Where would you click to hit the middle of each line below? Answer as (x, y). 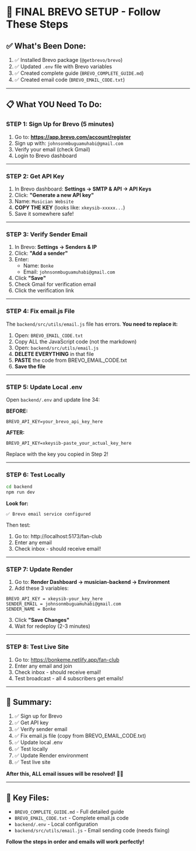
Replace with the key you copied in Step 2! (57, 454)
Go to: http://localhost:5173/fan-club (58, 536)
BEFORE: (17, 411)
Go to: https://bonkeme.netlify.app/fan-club (67, 659)
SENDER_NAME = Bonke (31, 609)
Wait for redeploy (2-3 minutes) (52, 626)
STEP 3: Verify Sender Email (47, 234)
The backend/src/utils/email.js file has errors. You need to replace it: (92, 324)
